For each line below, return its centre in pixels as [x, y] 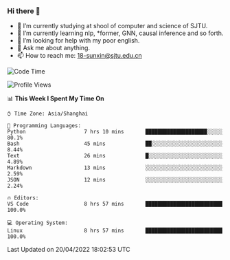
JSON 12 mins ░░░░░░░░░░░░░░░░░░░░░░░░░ [115, 180]
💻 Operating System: [38, 223]
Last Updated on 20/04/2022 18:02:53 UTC [69, 250]
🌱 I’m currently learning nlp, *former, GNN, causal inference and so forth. [120, 33]
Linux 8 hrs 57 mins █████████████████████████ [115, 231]
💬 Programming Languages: [44, 126]
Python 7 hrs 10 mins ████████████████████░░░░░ [115, 132]
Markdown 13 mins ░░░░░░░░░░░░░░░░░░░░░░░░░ [115, 168]
